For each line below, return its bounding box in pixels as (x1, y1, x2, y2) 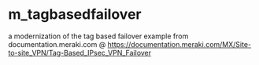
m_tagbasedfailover (8, 5, 142, 23)
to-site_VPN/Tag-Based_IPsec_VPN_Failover (8, 48, 152, 57)
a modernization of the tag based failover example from (8, 31, 189, 41)
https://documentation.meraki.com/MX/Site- (107, 39, 252, 49)
